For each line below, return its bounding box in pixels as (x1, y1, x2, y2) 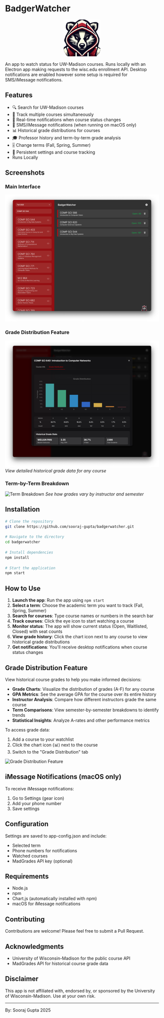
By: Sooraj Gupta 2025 (5, 1007, 51, 1013)
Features (5, 91, 33, 100)
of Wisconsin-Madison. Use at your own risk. (5, 993, 96, 999)
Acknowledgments (5, 942, 64, 951)
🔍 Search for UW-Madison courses (12, 104, 84, 110)
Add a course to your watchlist (12, 736, 74, 742)
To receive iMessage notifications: (5, 785, 74, 791)
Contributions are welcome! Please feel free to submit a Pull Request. (5, 928, 144, 934)
